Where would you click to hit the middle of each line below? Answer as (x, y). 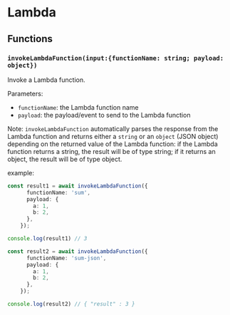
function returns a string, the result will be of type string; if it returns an (111, 151)
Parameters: (25, 93)
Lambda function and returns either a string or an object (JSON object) (113, 136)
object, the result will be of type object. (65, 159)
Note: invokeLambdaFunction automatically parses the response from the (113, 128)
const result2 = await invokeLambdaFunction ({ (78, 251)
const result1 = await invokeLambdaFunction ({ (78, 186)
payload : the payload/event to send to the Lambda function (104, 115)
